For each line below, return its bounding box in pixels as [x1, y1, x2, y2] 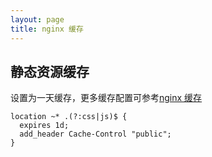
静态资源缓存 [10, 63, 90, 80]
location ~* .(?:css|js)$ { [10, 112, 128, 122]
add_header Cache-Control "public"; [19, 129, 172, 140]
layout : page [10, 14, 65, 25]
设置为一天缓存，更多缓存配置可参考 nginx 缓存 [10, 92, 203, 104]
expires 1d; [19, 121, 70, 131]
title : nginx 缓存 [10, 24, 84, 34]
